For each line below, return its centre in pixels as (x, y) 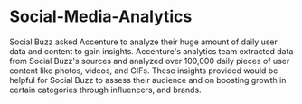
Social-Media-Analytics (101, 17)
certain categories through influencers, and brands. (105, 90)
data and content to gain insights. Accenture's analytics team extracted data (151, 51)
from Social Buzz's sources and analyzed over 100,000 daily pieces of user (150, 61)
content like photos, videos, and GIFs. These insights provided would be (144, 71)
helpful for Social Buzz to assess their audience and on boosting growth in (148, 80)
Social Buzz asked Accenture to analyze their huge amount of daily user (144, 42)
